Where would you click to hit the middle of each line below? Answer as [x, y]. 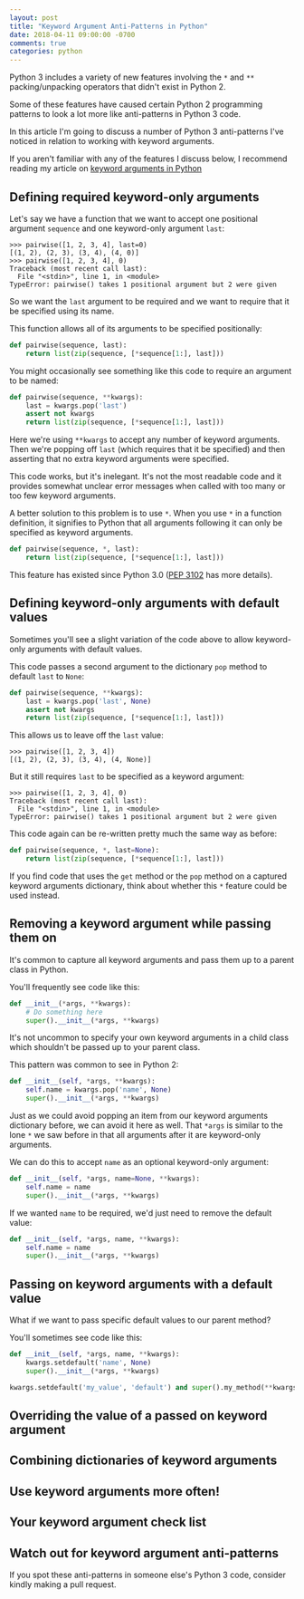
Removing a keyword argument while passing [140, 924]
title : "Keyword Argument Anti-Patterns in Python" [109, 26]
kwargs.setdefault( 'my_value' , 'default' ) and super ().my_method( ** [141, 1387]
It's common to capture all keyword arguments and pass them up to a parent [152, 959]
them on [33, 938]
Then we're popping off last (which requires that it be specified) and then [147, 449]
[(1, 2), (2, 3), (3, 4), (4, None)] [81, 760]
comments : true [38, 43]
